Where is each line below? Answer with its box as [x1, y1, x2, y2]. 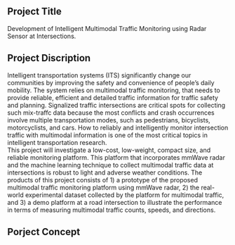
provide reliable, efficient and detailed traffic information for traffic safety [7, 93, 219, 101]
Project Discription [7, 52, 91, 64]
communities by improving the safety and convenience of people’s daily [7, 78, 215, 87]
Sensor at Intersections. [7, 32, 76, 40]
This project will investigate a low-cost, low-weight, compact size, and [7, 146, 211, 154]
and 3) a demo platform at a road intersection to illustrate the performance [7, 198, 222, 206]
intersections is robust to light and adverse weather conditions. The [7, 168, 203, 177]
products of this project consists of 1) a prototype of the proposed [7, 175, 199, 184]
